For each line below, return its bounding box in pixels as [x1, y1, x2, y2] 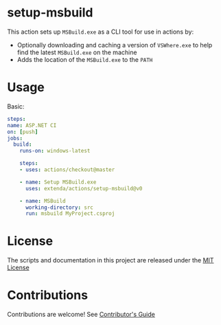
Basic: [7, 102, 25, 111]
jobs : [7, 135, 23, 142]
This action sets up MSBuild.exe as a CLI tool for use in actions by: [7, 27, 194, 36]
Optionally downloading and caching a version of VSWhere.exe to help [16, 41, 213, 49]
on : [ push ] [7, 128, 38, 135]
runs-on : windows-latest [19, 148, 91, 155]
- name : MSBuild [19, 197, 67, 204]
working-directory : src [25, 204, 94, 211]
